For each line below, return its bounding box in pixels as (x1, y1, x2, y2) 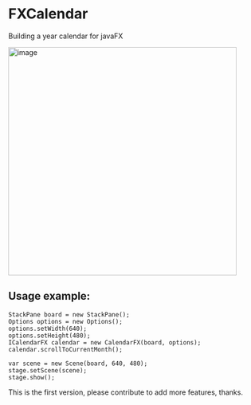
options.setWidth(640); (8, 324, 88, 332)
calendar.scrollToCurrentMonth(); (8, 345, 124, 353)
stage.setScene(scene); (8, 366, 88, 375)
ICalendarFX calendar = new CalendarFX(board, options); (8, 338, 202, 347)
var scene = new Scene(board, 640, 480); (8, 360, 148, 368)
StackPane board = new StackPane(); (8, 310, 130, 319)
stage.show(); (8, 373, 56, 381)
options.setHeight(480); (8, 332, 91, 340)
